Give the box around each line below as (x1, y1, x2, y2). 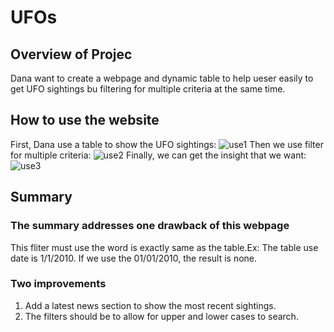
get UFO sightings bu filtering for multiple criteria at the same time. (10, 83, 286, 95)
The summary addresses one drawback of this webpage (10, 219, 290, 233)
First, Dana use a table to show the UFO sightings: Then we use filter (10, 138, 324, 150)
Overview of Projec (10, 46, 133, 63)
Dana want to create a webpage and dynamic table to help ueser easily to (10, 72, 314, 84)
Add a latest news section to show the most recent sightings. (24, 299, 277, 311)
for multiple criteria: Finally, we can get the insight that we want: (10, 149, 307, 161)
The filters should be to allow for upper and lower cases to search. (24, 310, 299, 322)
